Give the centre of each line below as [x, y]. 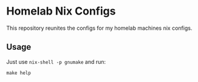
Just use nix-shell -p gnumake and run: [56, 61]
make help [19, 73]
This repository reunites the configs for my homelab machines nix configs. [99, 28]
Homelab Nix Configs [61, 11]
